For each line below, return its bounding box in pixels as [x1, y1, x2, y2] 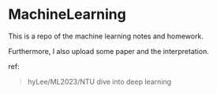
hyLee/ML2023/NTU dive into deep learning [27, 77, 172, 86]
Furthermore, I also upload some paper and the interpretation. [8, 46, 209, 56]
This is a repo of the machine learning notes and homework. [8, 31, 204, 41]
